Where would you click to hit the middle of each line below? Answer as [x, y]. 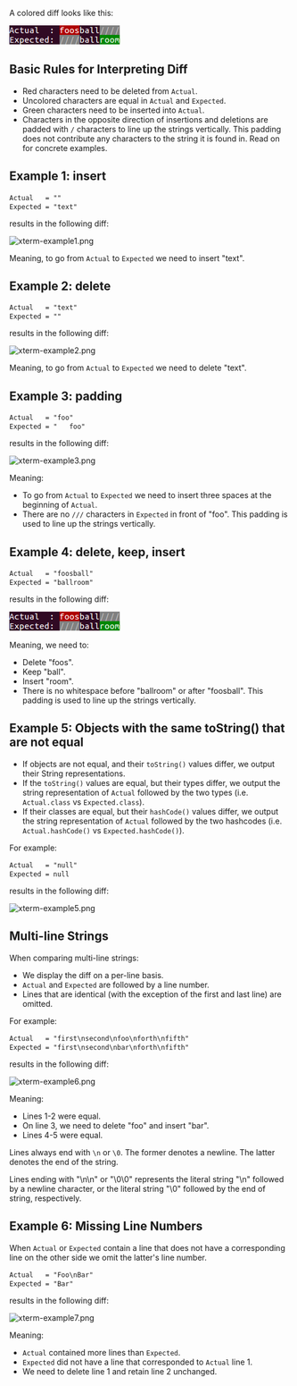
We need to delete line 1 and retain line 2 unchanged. [120, 1371]
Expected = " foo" [48, 427]
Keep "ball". [44, 672]
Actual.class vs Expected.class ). [83, 802]
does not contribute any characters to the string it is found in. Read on [151, 139]
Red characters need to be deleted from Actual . [110, 91]
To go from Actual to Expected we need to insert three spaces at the [147, 495]
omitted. [37, 1003]
